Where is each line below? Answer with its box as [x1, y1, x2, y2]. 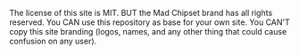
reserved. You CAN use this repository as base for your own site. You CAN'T [9, 17, 290, 27]
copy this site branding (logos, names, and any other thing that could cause [9, 27, 287, 36]
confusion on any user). [9, 35, 97, 46]
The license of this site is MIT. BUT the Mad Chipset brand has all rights [9, 8, 273, 18]
